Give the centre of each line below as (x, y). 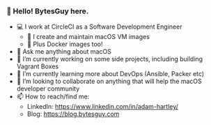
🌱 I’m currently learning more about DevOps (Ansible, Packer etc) (110, 74)
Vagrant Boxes (38, 66)
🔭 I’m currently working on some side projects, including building (110, 59)
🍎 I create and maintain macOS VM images (88, 37)
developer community (48, 89)
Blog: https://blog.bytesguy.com (73, 114)
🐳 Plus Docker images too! (65, 44)
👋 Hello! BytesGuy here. (48, 11)
